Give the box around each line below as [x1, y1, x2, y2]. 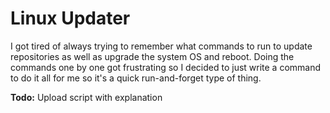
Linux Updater [10, 7, 131, 30]
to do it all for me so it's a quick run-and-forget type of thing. [10, 72, 262, 84]
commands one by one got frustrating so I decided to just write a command [10, 61, 322, 73]
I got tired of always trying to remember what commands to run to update [10, 40, 313, 52]
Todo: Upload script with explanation [10, 91, 163, 103]
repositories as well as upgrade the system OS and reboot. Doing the [10, 50, 295, 62]
